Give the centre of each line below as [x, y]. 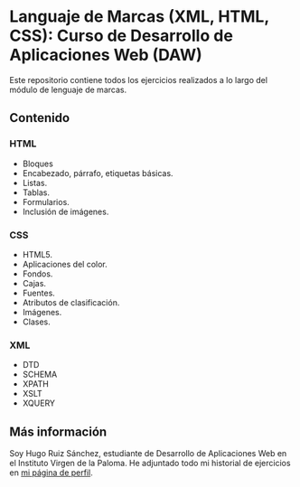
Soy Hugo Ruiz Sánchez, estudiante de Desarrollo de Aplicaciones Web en [148, 454]
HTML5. [37, 254]
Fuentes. [39, 293]
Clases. [37, 322]
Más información [58, 431]
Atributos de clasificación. [71, 302]
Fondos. [37, 274]
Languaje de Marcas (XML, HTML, [139, 17]
